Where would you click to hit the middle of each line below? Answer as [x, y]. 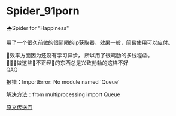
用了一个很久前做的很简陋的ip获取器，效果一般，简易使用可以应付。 [90, 42]
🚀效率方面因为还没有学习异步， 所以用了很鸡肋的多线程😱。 [80, 55]
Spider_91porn [43, 11]
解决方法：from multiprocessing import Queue [63, 94]
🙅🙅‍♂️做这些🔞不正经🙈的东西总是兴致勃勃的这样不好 [67, 62]
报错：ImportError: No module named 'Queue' [63, 81]
